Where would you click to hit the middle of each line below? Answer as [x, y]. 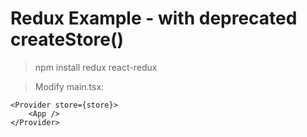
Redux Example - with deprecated [154, 18]
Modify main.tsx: [69, 86]
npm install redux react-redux [96, 67]
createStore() [67, 39]
